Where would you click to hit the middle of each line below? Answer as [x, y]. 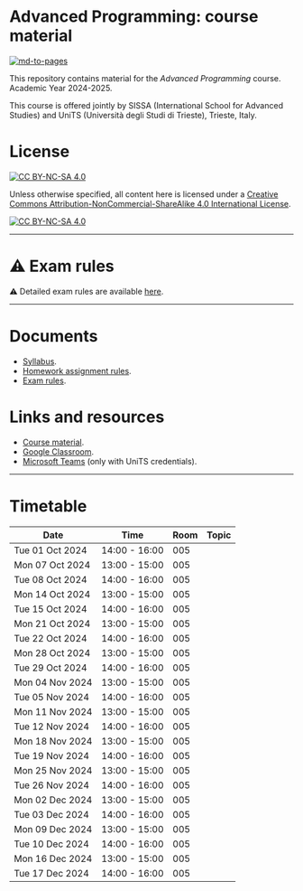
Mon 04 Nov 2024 [53, 682]
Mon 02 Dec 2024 [53, 800]
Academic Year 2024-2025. [61, 88]
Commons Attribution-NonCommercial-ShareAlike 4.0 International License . [150, 203]
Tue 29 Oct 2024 [50, 668]
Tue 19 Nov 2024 [52, 755]
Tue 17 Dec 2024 [52, 873]
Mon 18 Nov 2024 [53, 741]
